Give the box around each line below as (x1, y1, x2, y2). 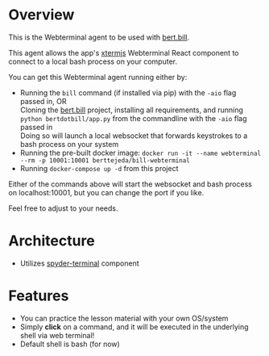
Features (8, 287, 69, 305)
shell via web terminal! (19, 330, 95, 340)
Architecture (8, 232, 95, 250)
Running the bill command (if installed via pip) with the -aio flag (19, 87, 237, 98)
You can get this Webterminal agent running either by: (8, 72, 188, 82)
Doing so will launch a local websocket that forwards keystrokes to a (19, 131, 248, 140)
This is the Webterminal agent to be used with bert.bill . (8, 32, 190, 42)
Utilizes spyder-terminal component (19, 258, 139, 268)
